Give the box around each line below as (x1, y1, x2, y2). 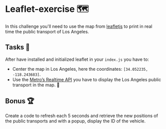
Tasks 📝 (5, 43, 30, 52)
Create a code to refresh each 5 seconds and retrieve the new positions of (5, 113, 159, 119)
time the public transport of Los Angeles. (5, 28, 89, 34)
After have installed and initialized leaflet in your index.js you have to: (5, 56, 150, 62)
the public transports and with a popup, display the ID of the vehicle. (5, 118, 146, 124)
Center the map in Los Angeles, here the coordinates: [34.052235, (12, 66, 148, 72)
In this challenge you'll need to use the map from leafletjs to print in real (5, 23, 153, 29)
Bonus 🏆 (5, 97, 34, 106)
